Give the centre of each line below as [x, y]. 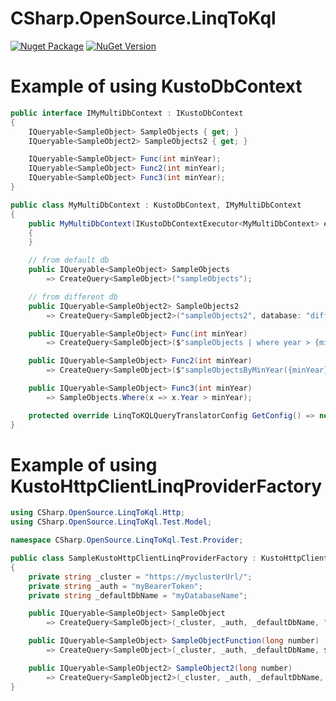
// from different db [73, 297]
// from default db [69, 260]
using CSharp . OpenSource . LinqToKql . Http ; [98, 513]
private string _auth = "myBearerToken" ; [115, 586]
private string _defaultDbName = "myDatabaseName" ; [138, 595]
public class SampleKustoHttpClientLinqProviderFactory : [133, 558]
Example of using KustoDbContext [156, 86]
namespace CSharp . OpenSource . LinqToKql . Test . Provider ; [127, 540]
